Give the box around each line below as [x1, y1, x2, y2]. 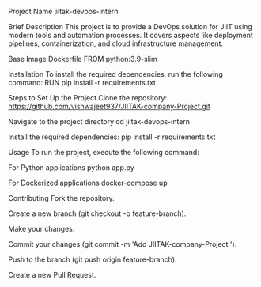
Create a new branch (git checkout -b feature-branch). [8, 209, 187, 218]
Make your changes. [8, 225, 75, 233]
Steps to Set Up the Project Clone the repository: [8, 93, 168, 102]
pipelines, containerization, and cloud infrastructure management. [8, 39, 224, 48]
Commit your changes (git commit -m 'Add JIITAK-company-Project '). [8, 240, 237, 248]
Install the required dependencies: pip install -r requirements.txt [8, 132, 216, 142]
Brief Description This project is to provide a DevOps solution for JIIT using [8, 22, 253, 31]
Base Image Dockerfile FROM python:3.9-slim [8, 55, 157, 63]
